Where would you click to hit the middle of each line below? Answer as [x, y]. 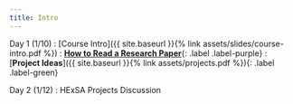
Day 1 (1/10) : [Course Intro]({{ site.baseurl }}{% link [105, 43]
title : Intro [34, 18]
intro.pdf [26, 53]
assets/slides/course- [244, 43]
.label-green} [34, 72]
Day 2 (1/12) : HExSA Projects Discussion [85, 90]
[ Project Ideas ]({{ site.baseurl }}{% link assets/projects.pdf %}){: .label [142, 62]
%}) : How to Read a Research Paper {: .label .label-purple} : [155, 53]
